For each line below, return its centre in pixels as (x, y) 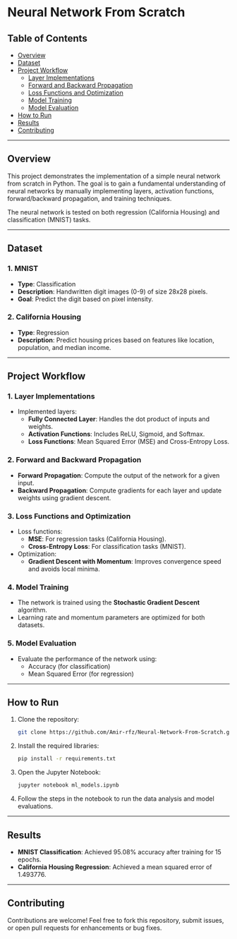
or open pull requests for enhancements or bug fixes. (85, 928)
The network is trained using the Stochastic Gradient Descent (108, 602)
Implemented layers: (47, 412)
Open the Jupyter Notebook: (59, 773)
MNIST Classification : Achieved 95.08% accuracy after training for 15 (120, 852)
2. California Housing (44, 317)
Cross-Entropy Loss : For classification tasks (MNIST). (107, 547)
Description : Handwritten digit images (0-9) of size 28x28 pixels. (113, 291)
